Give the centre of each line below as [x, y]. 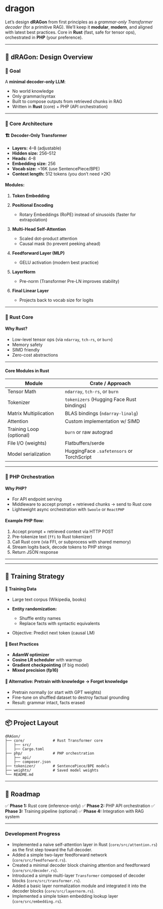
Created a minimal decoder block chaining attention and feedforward [81, 865]
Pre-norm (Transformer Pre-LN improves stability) [69, 281]
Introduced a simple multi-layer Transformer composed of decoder [79, 875]
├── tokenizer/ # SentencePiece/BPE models [57, 766]
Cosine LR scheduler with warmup [47, 660]
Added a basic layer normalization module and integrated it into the [79, 886]
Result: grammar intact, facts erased [48, 702]
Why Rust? [16, 329]
